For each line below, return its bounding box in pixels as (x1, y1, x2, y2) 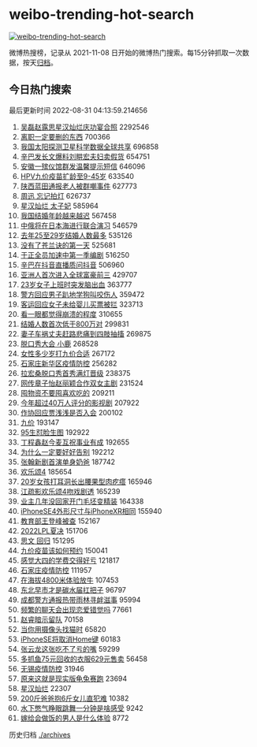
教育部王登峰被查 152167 (20, 516, 101, 526)
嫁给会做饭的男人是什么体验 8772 (20, 713, 129, 723)
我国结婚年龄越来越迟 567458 (20, 210, 117, 220)
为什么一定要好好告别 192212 (20, 447, 115, 456)
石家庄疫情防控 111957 (20, 565, 92, 574)
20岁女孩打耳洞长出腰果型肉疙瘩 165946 (20, 477, 153, 486)
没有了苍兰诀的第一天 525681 (20, 240, 116, 250)
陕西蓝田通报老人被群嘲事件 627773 (20, 181, 137, 191)
